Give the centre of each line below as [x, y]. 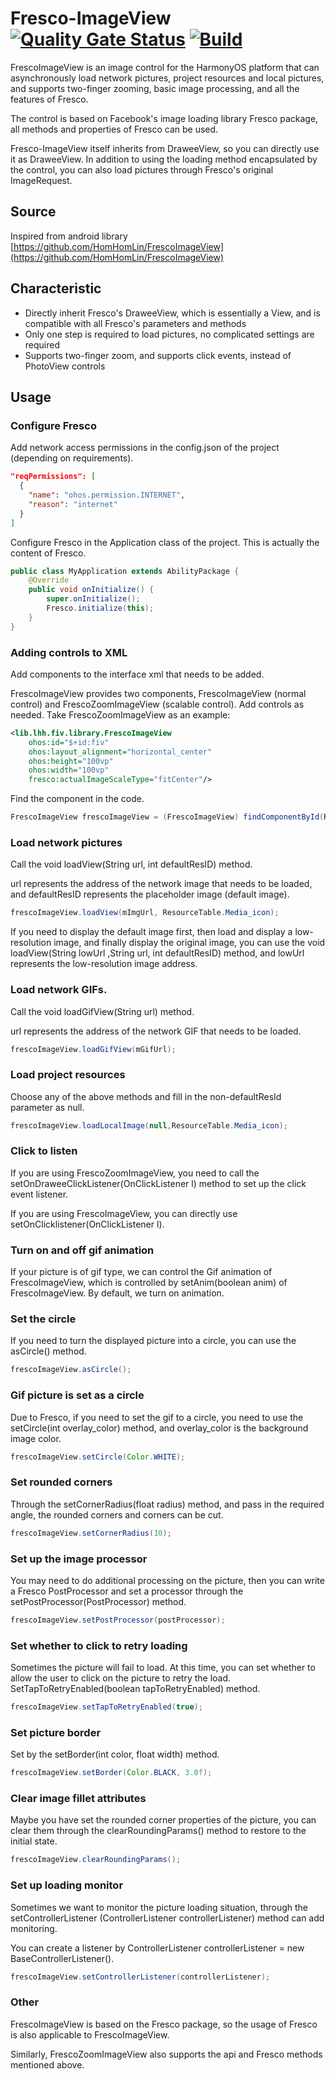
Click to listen [44, 1151]
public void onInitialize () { [91, 590]
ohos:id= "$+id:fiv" [69, 742]
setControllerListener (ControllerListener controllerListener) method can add [167, 1918]
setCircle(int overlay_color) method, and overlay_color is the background [159, 1428]
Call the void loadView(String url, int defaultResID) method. [131, 864]
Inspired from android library [69, 236]
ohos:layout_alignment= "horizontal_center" [120, 752]
